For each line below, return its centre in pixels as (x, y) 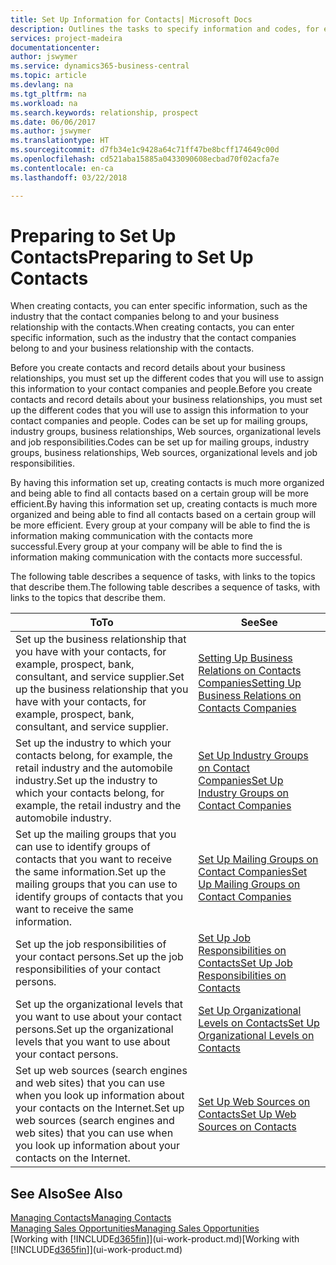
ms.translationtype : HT (60, 141)
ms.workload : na (44, 103)
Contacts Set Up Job (245, 963)
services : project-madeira (66, 38)
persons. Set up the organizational (94, 1029)
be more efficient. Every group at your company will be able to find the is (160, 525)
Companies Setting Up (250, 683)
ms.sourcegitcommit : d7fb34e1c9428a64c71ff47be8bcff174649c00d (145, 150)
